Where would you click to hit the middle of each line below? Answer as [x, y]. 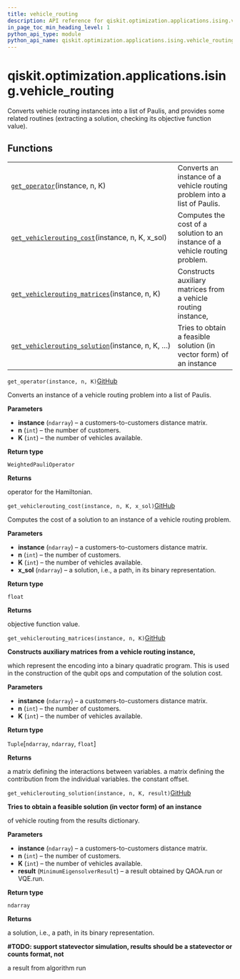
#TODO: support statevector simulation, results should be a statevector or [120, 946]
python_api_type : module [44, 34]
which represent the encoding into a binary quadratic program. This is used [119, 665]
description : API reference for [55, 21]
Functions [30, 148]
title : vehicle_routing [43, 14]
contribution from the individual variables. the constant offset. [98, 779]
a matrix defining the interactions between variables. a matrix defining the [116, 771]
